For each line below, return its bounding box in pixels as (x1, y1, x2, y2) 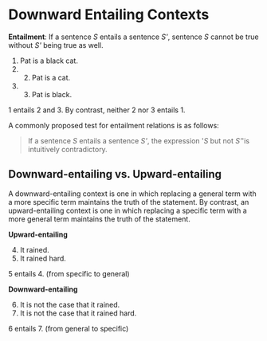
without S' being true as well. (8, 40, 104, 49)
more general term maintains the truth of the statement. (8, 214, 191, 224)
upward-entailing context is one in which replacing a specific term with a (8, 206, 247, 215)
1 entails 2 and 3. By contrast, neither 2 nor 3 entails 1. (8, 105, 186, 115)
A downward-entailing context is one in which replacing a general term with (8, 189, 257, 198)
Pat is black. (31, 89, 73, 99)
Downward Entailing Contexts (8, 6, 210, 24)
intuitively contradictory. (27, 144, 108, 154)
